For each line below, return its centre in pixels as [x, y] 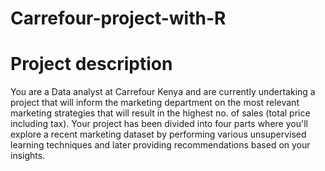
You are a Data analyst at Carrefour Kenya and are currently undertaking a [163, 92]
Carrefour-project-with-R [118, 18]
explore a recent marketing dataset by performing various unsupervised [158, 134]
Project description [91, 64]
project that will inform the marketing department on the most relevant [155, 103]
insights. [28, 156]
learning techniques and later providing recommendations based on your [160, 145]
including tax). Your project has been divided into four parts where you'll [159, 124]
